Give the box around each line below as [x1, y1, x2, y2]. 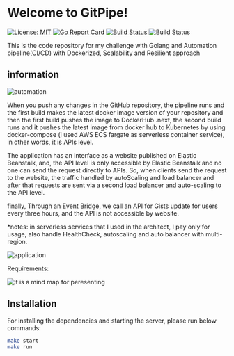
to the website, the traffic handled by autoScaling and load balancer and [7, 173, 214, 181]
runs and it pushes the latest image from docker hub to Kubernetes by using [7, 123, 226, 131]
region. [7, 237, 28, 245]
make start [7, 337, 39, 344]
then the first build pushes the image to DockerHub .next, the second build [7, 115, 221, 124]
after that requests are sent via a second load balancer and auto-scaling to [7, 181, 221, 189]
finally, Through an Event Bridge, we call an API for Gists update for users [7, 202, 218, 210]
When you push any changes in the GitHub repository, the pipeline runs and [7, 101, 225, 109]
